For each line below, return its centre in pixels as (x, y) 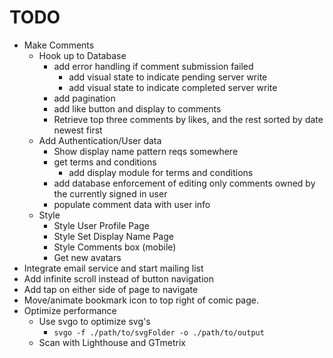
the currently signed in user (110, 193)
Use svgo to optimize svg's (94, 321)
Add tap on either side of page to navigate (111, 289)
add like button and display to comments (137, 108)
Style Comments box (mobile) (115, 247)
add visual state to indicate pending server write (168, 77)
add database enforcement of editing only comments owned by (184, 183)
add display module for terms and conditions (161, 172)
